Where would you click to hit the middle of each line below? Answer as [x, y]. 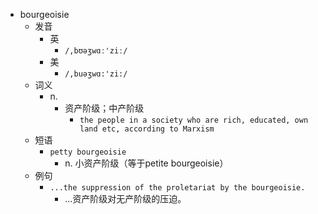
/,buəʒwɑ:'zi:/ [96, 74]
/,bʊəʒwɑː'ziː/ [96, 51]
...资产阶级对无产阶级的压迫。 [125, 198]
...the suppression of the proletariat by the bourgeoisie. [177, 188]
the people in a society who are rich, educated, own [194, 120]
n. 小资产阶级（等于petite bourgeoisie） [146, 163]
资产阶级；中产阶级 [104, 108]
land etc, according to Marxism [147, 129]
